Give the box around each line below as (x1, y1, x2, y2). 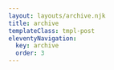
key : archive (15, 42, 59, 50)
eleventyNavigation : (8, 34, 78, 43)
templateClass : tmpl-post (8, 27, 95, 35)
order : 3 (15, 49, 45, 57)
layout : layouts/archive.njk (8, 11, 106, 20)
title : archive (8, 19, 59, 27)
